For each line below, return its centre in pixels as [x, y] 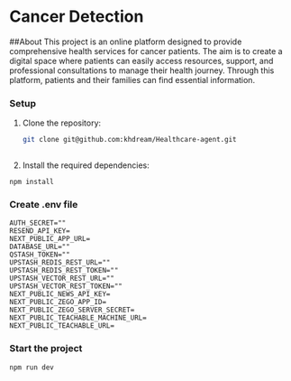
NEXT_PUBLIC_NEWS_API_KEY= [60, 294]
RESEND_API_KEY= [40, 231]
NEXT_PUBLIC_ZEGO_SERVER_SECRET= [72, 310]
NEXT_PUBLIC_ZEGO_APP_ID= [58, 302]
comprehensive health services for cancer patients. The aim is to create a [146, 51]
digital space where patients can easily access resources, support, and [141, 60]
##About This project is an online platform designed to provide [126, 42]
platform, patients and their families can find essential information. [132, 79]
